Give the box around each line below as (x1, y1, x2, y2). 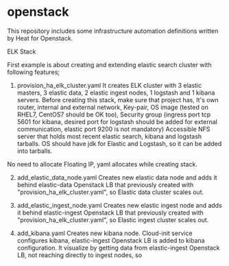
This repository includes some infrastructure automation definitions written (7, 27, 219, 35)
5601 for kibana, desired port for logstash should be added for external (16, 117, 218, 125)
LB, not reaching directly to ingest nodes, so (16, 251, 143, 259)
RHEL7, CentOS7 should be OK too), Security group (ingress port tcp (16, 110, 211, 119)
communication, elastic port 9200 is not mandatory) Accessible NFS (16, 125, 210, 133)
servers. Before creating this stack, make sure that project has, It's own (16, 95, 219, 104)
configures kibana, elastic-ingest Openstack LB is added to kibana (16, 236, 205, 244)
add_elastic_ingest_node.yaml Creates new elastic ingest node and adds (16, 201, 223, 209)
